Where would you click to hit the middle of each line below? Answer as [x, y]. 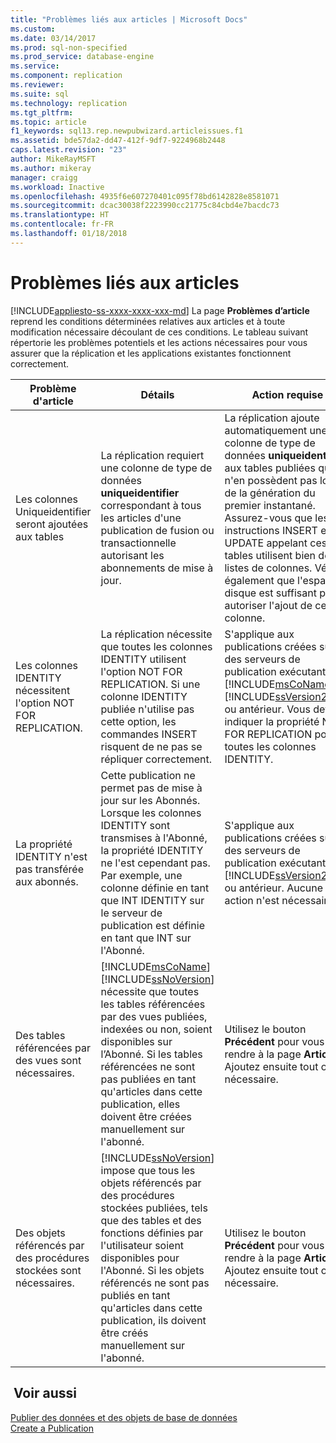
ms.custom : [33, 29]
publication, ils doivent [153, 1320]
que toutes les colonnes [156, 646]
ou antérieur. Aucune [274, 888]
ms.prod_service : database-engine [82, 57]
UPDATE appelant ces [276, 543]
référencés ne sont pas [155, 1283]
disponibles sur [136, 1041]
